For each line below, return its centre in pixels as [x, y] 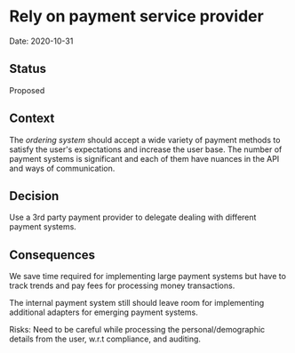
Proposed [27, 90]
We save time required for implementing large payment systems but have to [148, 277]
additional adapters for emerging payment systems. [104, 312]
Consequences [52, 255]
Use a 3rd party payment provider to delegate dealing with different [133, 217]
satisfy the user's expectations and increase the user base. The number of [146, 149]
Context [32, 119]
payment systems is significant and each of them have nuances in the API [144, 158]
